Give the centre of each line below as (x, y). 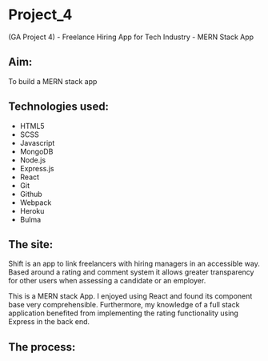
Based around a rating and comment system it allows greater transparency (131, 272)
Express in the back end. (49, 322)
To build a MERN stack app (53, 81)
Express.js (37, 168)
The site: (31, 245)
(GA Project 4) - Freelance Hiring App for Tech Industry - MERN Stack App (131, 37)
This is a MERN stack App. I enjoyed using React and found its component (130, 296)
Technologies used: (59, 107)
